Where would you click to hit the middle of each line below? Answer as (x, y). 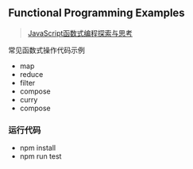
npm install (38, 148)
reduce (31, 74)
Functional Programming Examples (96, 13)
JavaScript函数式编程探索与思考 (80, 33)
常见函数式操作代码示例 (46, 50)
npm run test (41, 156)
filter (27, 83)
